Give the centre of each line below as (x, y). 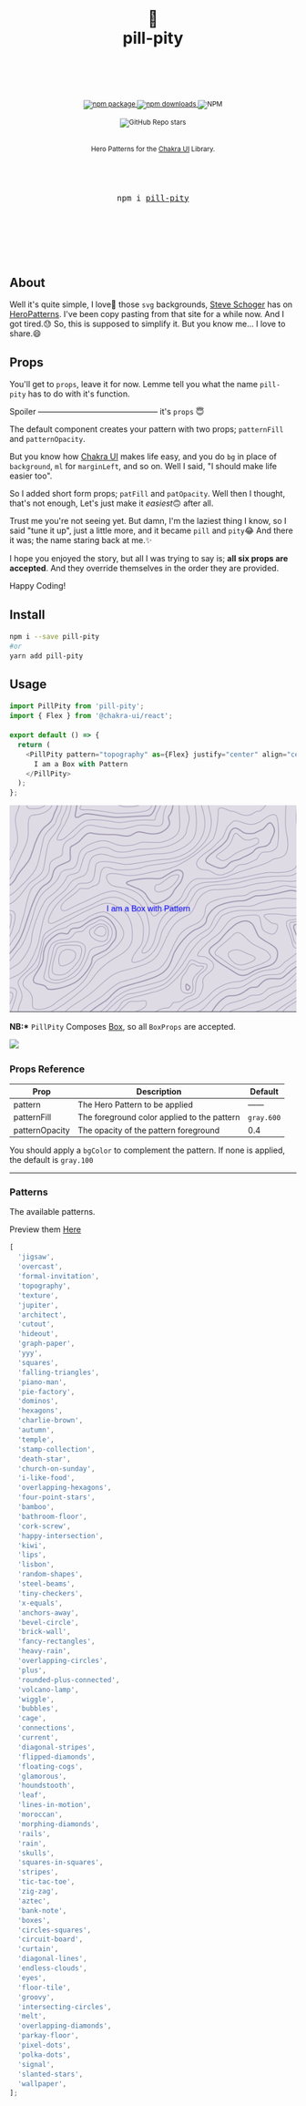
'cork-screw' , (44, 1526)
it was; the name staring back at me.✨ (81, 540)
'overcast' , (41, 1267)
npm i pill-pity (153, 198)
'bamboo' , (36, 1507)
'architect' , (42, 1315)
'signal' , (36, 2064)
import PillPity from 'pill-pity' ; (77, 706)
